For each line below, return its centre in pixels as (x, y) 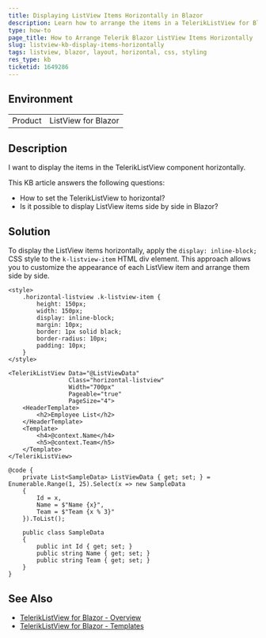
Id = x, (49, 498)
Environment (41, 99)
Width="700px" (91, 387)
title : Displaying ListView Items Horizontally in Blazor (106, 15)
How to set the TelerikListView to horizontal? (92, 198)
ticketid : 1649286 (38, 67)
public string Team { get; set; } (93, 560)
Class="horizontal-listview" (116, 381)
